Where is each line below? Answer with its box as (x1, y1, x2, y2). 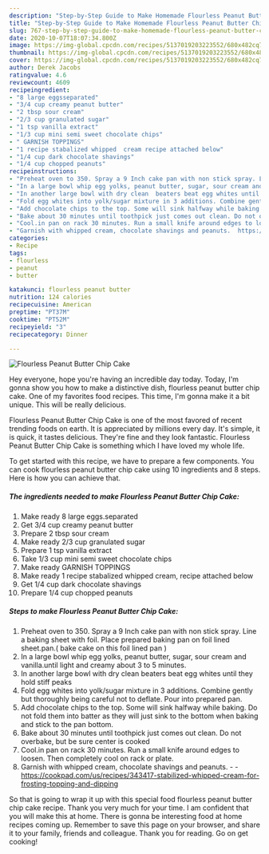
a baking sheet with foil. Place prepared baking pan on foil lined (20, 635, 230, 645)
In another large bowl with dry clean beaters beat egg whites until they (20, 669, 254, 678)
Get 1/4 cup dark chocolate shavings (20, 579, 142, 589)
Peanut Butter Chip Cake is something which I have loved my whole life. (9, 441, 245, 451)
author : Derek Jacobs (9, 64, 81, 72)
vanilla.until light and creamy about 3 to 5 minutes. (20, 660, 187, 670)
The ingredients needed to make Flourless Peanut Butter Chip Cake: (9, 492, 240, 501)
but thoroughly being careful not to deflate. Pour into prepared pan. (20, 694, 243, 704)
